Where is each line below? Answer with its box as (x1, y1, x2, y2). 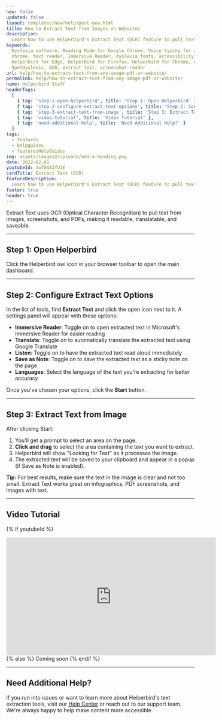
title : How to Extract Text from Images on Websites (6, 25, 141, 32)
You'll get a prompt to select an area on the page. (14, 437, 137, 444)
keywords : (6, 43, 31, 49)
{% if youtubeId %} (6, 525, 54, 533)
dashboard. (6, 267, 35, 274)
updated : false (6, 14, 44, 20)
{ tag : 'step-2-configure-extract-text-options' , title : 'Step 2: (17, 103, 186, 110)
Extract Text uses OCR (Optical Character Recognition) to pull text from (6, 209, 182, 216)
